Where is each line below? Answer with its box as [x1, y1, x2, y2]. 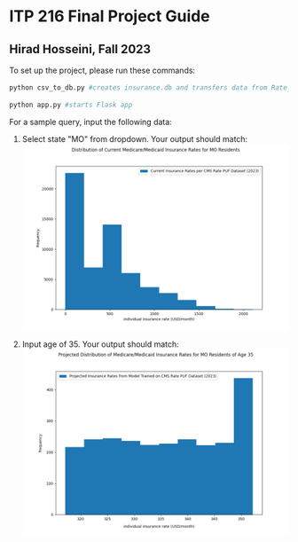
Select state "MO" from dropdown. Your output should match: [21, 133, 248, 144]
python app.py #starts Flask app [9, 100, 133, 109]
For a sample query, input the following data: [9, 116, 173, 127]
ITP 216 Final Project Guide [9, 6, 210, 27]
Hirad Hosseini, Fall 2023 [9, 42, 152, 57]
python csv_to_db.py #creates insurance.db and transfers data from [9, 83, 268, 92]
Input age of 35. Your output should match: [21, 339, 179, 350]
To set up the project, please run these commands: [9, 65, 196, 75]
